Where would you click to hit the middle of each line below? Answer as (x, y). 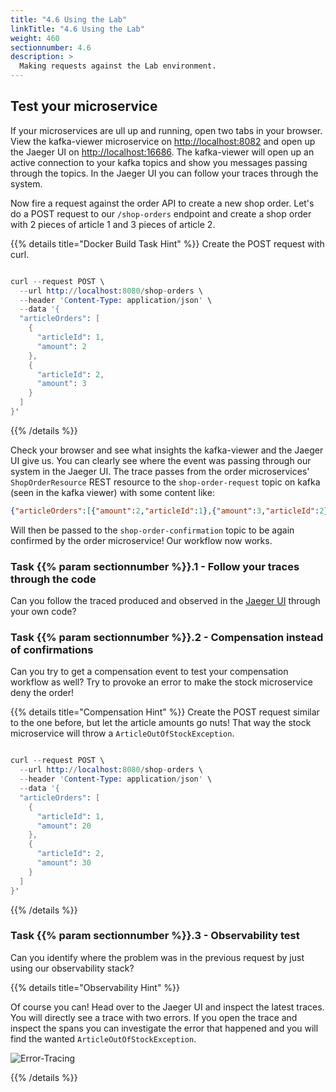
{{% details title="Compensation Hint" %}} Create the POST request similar (165, 712)
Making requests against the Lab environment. (118, 66)
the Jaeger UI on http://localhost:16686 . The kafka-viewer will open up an (162, 152)
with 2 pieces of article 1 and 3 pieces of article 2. (113, 224)
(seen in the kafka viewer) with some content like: (112, 492)
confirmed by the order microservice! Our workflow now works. (141, 540)
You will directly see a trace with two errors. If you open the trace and (154, 1017)
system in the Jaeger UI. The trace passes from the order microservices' (160, 471)
